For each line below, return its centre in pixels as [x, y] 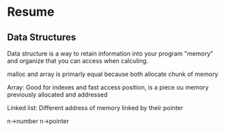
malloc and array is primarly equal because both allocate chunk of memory [113, 74]
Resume [31, 12]
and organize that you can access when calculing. [78, 61]
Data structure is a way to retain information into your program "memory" [110, 53]
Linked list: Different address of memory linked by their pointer [95, 108]
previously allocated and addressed [57, 94]
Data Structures [42, 37]
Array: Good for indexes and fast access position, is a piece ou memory [108, 87]
